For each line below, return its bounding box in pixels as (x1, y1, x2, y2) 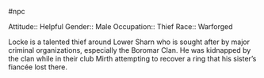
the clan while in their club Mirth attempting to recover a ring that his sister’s (8, 54, 257, 63)
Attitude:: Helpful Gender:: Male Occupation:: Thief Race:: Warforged (8, 22, 233, 31)
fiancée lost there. (8, 62, 67, 72)
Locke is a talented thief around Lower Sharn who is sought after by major (8, 37, 250, 46)
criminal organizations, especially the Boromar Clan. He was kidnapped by (8, 46, 251, 54)
